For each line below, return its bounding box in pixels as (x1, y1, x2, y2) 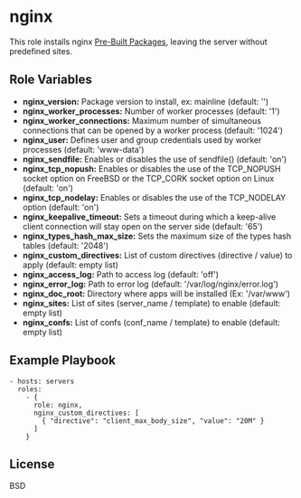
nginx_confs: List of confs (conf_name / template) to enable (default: (22, 316, 280, 327)
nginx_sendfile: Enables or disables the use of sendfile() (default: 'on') (22, 154, 287, 164)
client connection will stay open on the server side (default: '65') (22, 221, 264, 231)
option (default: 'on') (22, 202, 99, 212)
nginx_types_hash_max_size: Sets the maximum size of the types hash (22, 230, 292, 241)
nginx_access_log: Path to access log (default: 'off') (22, 268, 220, 279)
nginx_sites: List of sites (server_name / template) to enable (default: (22, 297, 281, 308)
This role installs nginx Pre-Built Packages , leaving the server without (9, 36, 268, 47)
